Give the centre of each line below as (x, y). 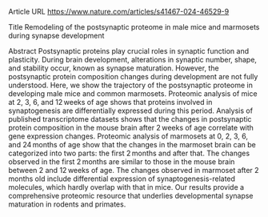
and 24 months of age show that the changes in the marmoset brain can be (132, 145)
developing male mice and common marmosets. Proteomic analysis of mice (133, 94)
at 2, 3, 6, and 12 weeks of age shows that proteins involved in (110, 102)
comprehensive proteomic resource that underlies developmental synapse (131, 196)
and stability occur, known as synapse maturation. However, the (114, 68)
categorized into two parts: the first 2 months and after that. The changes (129, 153)
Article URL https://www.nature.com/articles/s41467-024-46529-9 (119, 12)
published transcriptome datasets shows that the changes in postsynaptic (130, 119)
